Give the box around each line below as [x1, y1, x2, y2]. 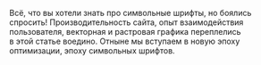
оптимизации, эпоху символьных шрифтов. [9, 45, 176, 56]
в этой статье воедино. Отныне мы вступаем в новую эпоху [9, 36, 240, 46]
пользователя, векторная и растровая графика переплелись [9, 27, 241, 37]
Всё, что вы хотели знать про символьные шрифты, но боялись [9, 8, 252, 18]
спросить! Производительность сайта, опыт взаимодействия [9, 17, 244, 28]
